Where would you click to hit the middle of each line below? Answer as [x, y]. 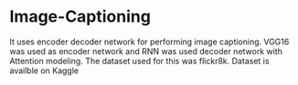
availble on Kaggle [44, 71]
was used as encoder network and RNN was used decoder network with [146, 51]
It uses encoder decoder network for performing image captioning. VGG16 [149, 42]
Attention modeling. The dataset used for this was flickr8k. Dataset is [139, 61]
